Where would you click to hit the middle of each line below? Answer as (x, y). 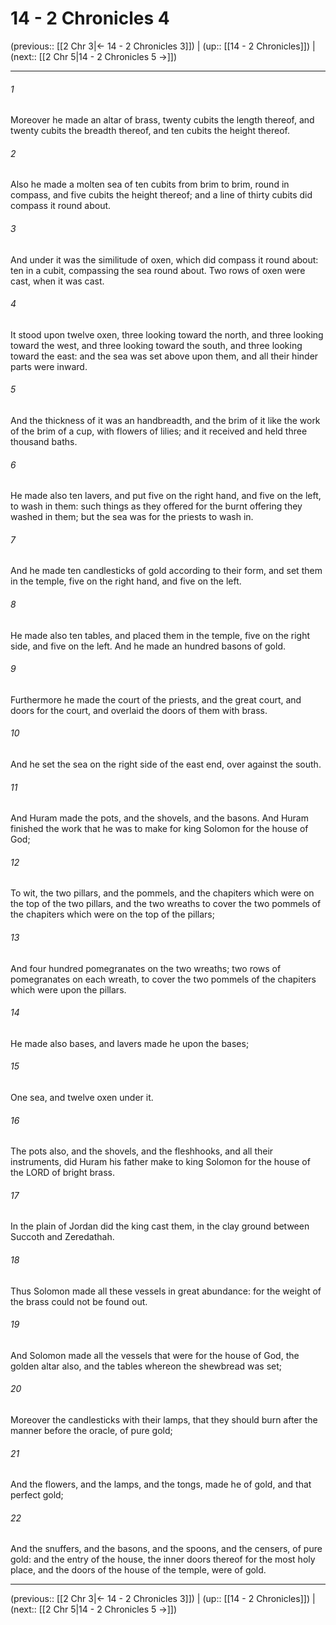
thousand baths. (44, 441)
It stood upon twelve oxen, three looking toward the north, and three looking (167, 334)
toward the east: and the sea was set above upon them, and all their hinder (164, 356)
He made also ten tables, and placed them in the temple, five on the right (160, 635)
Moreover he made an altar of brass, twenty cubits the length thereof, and (162, 120)
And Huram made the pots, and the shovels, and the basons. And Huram (159, 818)
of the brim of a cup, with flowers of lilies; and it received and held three (159, 431)
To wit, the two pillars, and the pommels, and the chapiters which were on (162, 893)
